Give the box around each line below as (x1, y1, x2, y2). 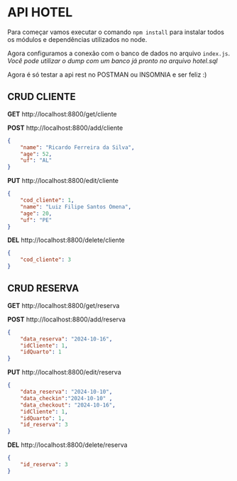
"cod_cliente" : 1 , (20, 197, 75, 204)
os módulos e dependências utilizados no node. (7, 35, 148, 43)
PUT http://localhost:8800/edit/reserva (7, 368, 122, 377)
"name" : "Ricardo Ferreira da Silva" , (20, 143, 135, 151)
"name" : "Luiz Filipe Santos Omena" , (20, 203, 132, 210)
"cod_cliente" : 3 (20, 256, 72, 263)
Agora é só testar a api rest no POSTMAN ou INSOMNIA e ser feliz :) (7, 70, 207, 79)
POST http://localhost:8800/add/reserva (7, 315, 126, 324)
